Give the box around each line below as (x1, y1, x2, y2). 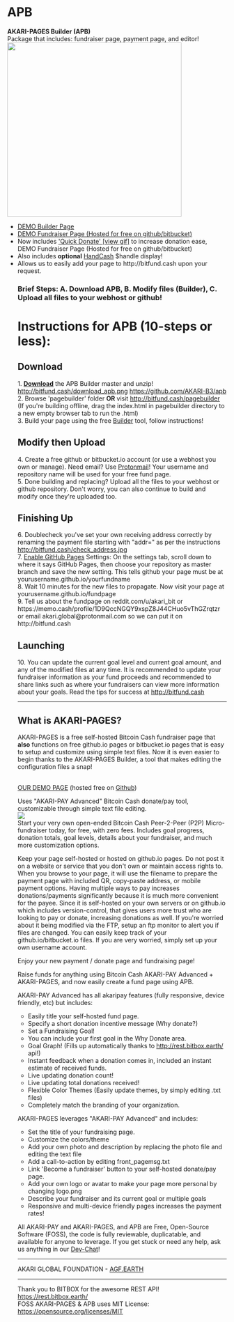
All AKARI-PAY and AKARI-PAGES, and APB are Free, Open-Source (17, 1223, 210, 1231)
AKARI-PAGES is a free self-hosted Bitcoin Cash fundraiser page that (17, 733, 216, 742)
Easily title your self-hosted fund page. (27, 1012, 139, 1020)
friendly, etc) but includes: (17, 999, 93, 1007)
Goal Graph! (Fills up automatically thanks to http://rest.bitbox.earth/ (27, 1042, 224, 1050)
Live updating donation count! (27, 1071, 114, 1080)
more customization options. (17, 841, 100, 850)
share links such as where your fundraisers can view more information (17, 681, 219, 689)
